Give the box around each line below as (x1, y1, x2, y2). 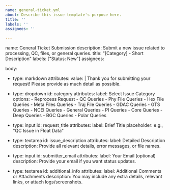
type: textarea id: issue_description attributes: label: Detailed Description (12, 138, 165, 144)
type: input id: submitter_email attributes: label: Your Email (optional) (12, 153, 156, 159)
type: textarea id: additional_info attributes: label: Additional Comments (12, 168, 162, 174)
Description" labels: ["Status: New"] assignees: (5, 56, 104, 62)
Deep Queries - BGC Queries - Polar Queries (12, 113, 107, 119)
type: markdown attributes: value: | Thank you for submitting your (12, 75, 151, 82)
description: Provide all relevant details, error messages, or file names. (12, 143, 161, 149)
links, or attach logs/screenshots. (12, 179, 83, 185)
